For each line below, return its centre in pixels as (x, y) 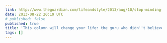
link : (11, 10)
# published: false (25, 19)
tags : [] (14, 33)
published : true (22, 23)
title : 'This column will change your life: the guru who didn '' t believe (84, 28)
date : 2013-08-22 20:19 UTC (34, 14)
